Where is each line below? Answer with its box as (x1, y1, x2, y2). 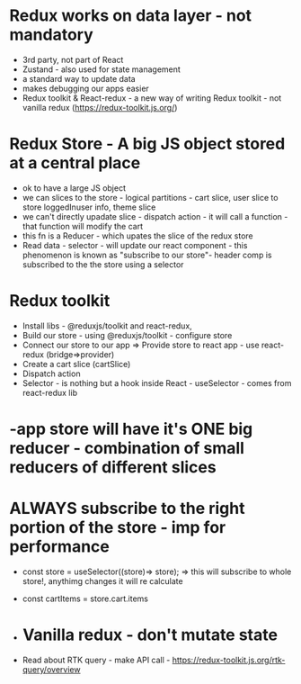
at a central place (9, 153, 141, 174)
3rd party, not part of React (22, 54, 124, 65)
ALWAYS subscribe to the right (9, 499, 245, 518)
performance (9, 536, 110, 557)
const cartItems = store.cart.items (22, 593, 149, 604)
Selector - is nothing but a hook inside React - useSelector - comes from (22, 377, 292, 388)
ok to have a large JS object (22, 182, 126, 193)
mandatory (9, 24, 93, 45)
